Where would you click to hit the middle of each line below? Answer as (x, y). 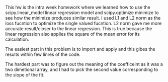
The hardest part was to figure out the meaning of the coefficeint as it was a (84, 64)
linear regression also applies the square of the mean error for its (72, 34)
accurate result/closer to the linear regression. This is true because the (79, 29)
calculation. (17, 39)
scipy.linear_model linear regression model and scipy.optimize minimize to (82, 13)
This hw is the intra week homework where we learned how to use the (78, 7)
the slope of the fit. (25, 75)
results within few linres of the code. (43, 54)
